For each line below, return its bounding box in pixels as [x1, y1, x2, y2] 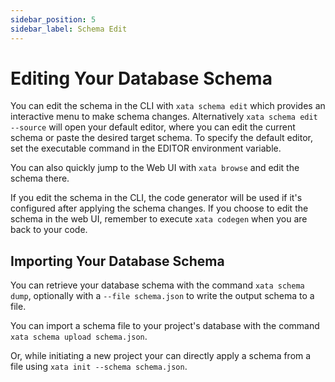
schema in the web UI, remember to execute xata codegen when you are [10, 213, 308, 225]
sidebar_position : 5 [10, 14, 97, 25]
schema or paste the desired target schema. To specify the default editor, [10, 132, 313, 144]
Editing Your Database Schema [10, 67, 273, 90]
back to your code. [10, 224, 88, 236]
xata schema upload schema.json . [10, 331, 148, 343]
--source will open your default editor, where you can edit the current [10, 121, 296, 133]
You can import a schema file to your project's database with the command [10, 320, 320, 332]
